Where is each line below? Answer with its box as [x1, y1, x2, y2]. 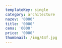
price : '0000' [5, 30, 35, 35]
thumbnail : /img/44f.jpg [5, 35, 57, 40]
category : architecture [5, 12, 55, 17]
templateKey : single [5, 7, 49, 12]
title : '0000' [5, 21, 35, 26]
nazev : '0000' [5, 16, 35, 21]
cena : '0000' [5, 26, 33, 31]
